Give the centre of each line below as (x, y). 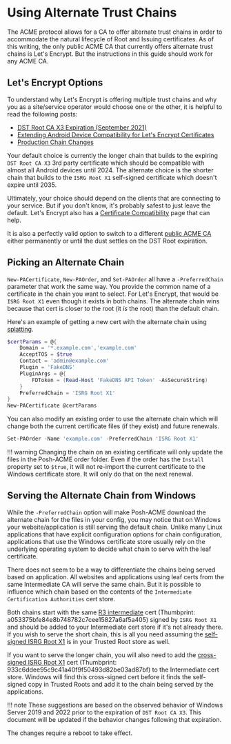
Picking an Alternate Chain (66, 262)
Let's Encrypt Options (55, 83)
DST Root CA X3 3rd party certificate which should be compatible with (106, 163)
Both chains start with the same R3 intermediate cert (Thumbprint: (101, 612)
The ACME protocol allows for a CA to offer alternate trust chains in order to (115, 32)
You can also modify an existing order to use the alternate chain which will (113, 419)
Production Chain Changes (56, 142)
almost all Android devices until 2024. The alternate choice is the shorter (110, 170)
